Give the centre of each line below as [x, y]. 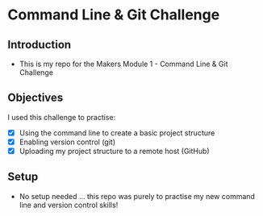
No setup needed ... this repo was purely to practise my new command [137, 196]
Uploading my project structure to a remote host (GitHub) [115, 151]
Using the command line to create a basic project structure [117, 133]
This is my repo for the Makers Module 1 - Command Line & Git [123, 64]
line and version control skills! [69, 205]
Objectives [35, 98]
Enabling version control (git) [67, 142]
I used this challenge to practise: [62, 117]
